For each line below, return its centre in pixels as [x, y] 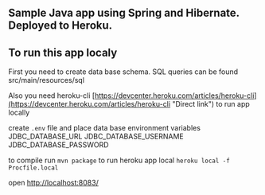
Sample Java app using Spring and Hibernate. [124, 13]
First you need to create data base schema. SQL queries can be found [123, 72]
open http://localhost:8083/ [54, 183]
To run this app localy [63, 52]
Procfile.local [33, 168]
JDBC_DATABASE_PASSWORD [58, 145]
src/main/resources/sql [47, 80]
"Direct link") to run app [211, 104]
